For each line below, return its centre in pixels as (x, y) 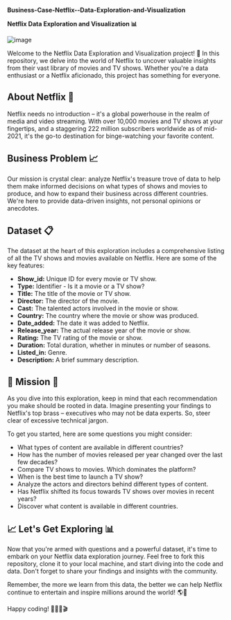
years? (27, 499)
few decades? (37, 462)
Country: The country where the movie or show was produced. (108, 316)
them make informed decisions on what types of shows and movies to (108, 186)
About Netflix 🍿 (41, 97)
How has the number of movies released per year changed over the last (120, 455)
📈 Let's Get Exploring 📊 (61, 529)
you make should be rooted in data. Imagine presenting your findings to (109, 406)
